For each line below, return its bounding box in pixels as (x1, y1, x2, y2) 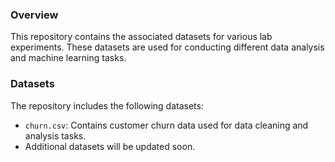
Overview (10, 8, 59, 22)
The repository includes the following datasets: (10, 99, 204, 112)
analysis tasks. (24, 129, 87, 142)
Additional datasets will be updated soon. (24, 140, 196, 152)
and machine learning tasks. (10, 52, 127, 64)
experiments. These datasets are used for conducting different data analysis (10, 41, 325, 53)
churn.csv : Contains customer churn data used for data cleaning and (24, 119, 309, 131)
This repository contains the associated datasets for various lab (10, 31, 273, 43)
